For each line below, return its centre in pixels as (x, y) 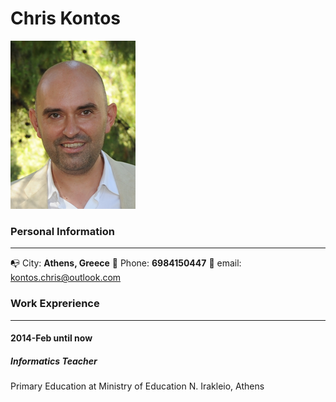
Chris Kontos (66, 18)
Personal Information (62, 231)
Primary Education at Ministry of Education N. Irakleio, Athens (137, 386)
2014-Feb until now (51, 338)
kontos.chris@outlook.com (66, 278)
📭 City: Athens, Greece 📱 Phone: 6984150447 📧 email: (126, 263)
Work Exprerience (55, 304)
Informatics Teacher (54, 361)
